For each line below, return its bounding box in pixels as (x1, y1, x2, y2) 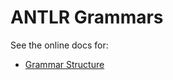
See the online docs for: (10, 39, 109, 51)
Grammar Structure (24, 58, 105, 70)
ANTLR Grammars (10, 6, 164, 29)
